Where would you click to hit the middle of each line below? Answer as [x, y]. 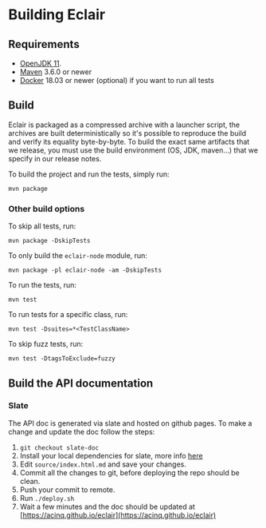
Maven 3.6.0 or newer [56, 72]
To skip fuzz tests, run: [46, 344]
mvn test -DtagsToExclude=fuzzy [62, 359]
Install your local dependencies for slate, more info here [111, 455]
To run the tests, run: [43, 285]
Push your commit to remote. [67, 490]
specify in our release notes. [55, 158]
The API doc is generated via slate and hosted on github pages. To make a [130, 423]
